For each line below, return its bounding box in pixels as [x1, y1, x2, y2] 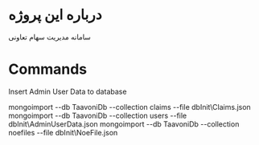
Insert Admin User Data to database [8, 87, 127, 96]
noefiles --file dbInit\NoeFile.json [8, 127, 118, 137]
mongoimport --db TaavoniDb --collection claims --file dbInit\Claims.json [8, 102, 251, 111]
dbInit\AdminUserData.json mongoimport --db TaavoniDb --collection [8, 119, 240, 129]
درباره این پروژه [8, 6, 102, 24]
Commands [8, 60, 88, 79]
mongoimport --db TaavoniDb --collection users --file [8, 111, 187, 120]
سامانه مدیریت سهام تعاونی [8, 32, 91, 42]
